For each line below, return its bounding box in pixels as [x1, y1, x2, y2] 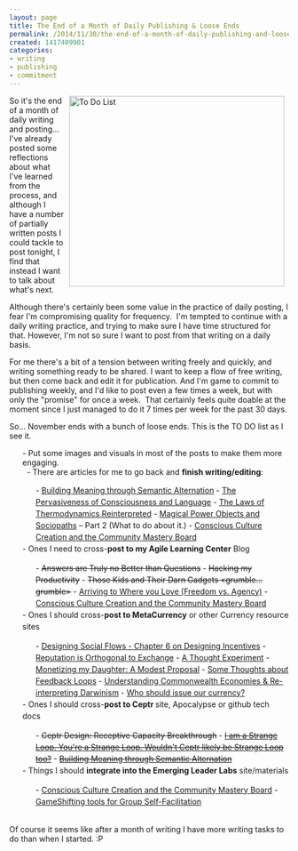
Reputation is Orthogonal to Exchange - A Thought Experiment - [35, 652, 271, 662]
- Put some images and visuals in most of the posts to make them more [21, 447, 283, 458]
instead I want [9, 265, 61, 276]
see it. [9, 430, 32, 441]
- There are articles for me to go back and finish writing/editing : [26, 466, 263, 477]
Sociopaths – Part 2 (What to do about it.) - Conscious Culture [35, 519, 263, 530]
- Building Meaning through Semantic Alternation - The [35, 485, 237, 495]
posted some [9, 142, 58, 153]
